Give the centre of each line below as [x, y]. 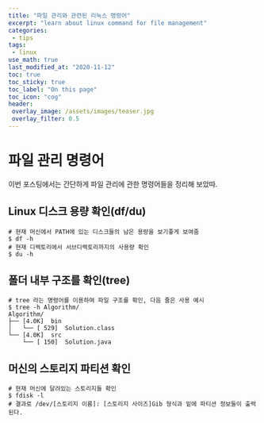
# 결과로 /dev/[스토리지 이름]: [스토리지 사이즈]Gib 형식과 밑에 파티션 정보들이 [125, 404]
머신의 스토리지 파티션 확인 [69, 369]
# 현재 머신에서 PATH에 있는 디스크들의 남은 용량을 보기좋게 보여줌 [104, 232]
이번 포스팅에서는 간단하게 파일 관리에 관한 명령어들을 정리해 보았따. [113, 184]
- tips [23, 38]
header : [21, 104]
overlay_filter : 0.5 [46, 119]
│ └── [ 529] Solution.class [61, 329]
